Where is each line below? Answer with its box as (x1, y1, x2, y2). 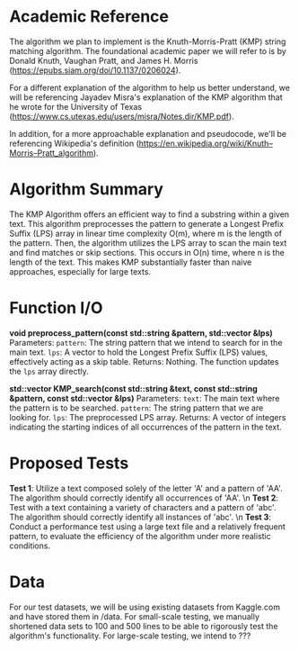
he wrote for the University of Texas (9, 101, 142, 112)
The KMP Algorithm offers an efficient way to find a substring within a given (9, 209, 290, 220)
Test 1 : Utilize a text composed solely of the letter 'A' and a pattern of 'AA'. (9, 483, 283, 493)
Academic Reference (9, 6, 169, 27)
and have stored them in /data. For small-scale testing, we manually (9, 610, 260, 622)
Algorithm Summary (9, 179, 164, 200)
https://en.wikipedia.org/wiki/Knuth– (138, 138, 274, 149)
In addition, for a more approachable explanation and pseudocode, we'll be (9, 128, 287, 139)
